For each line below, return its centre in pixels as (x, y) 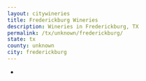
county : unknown (31, 46)
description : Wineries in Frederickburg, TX (73, 26)
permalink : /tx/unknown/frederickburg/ (65, 33)
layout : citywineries (39, 13)
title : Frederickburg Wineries (53, 20)
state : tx (22, 39)
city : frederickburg (37, 53)
